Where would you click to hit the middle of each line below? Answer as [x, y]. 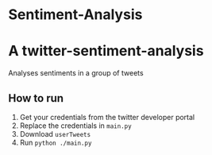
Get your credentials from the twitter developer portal [107, 117]
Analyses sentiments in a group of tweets [76, 73]
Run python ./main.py [56, 142]
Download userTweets [55, 134]
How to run [36, 98]
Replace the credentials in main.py [76, 126]
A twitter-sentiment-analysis [106, 51]
